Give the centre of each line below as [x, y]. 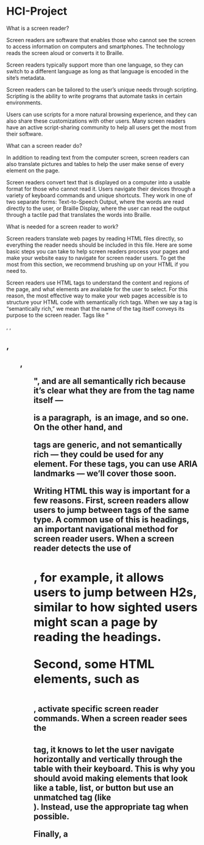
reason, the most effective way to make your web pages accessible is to [97, 296]
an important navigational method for [106, 529]
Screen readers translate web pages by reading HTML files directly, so [95, 238]
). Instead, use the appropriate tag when [111, 807]
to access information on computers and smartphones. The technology [96, 46]
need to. [17, 270]
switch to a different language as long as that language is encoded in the [97, 71]
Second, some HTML [94, 664]
